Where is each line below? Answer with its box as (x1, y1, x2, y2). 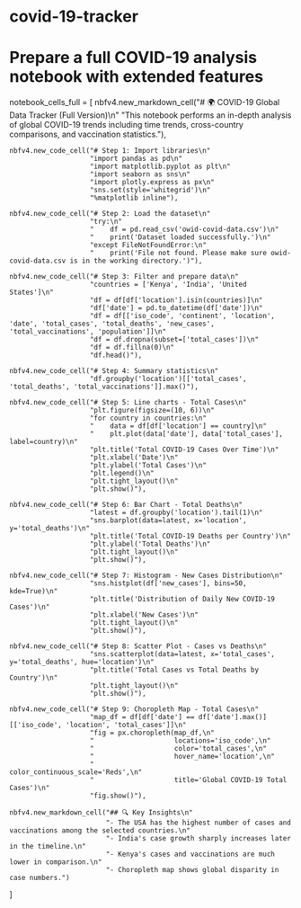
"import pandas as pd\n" (89, 155, 182, 164)
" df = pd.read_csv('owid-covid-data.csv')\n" (89, 225, 279, 235)
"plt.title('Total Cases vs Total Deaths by (89, 665, 259, 675)
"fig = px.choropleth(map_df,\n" (89, 728, 216, 738)
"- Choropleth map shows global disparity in (105, 866, 279, 875)
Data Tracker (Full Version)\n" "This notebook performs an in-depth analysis (9, 110, 292, 120)
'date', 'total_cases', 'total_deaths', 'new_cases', (9, 319, 216, 329)
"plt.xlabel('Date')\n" (89, 453, 179, 462)
